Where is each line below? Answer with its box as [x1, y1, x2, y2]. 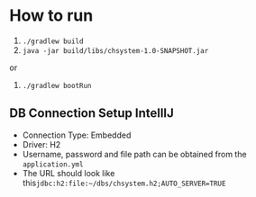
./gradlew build [22, 37, 84, 46]
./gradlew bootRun [22, 81, 92, 90]
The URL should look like [22, 167, 115, 178]
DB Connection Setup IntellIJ [9, 105, 174, 121]
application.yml [22, 159, 84, 169]
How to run [9, 5, 94, 26]
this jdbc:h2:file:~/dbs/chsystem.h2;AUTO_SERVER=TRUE [22, 177, 226, 188]
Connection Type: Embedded [22, 130, 132, 140]
